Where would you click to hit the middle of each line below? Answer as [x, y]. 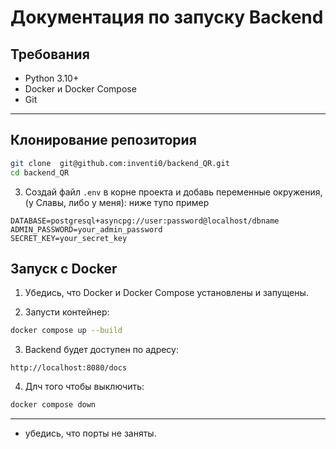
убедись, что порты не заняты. [90, 433]
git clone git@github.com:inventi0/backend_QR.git [120, 163]
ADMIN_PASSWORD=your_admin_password [86, 229]
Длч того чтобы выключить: [84, 387]
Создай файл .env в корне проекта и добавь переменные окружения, [173, 192]
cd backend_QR [40, 172]
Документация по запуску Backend [167, 17]
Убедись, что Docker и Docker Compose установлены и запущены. [166, 293]
